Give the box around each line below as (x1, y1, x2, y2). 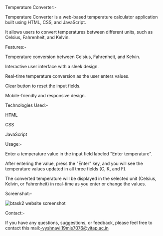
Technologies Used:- (5, 102, 48, 108)
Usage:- (5, 141, 22, 147)
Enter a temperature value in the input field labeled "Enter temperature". (5, 151, 153, 157)
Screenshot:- (5, 190, 32, 196)
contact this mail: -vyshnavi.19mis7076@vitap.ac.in (5, 225, 109, 231)
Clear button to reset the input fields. (5, 83, 81, 89)
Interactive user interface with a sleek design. (5, 64, 99, 69)
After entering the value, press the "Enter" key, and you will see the (5, 160, 143, 166)
